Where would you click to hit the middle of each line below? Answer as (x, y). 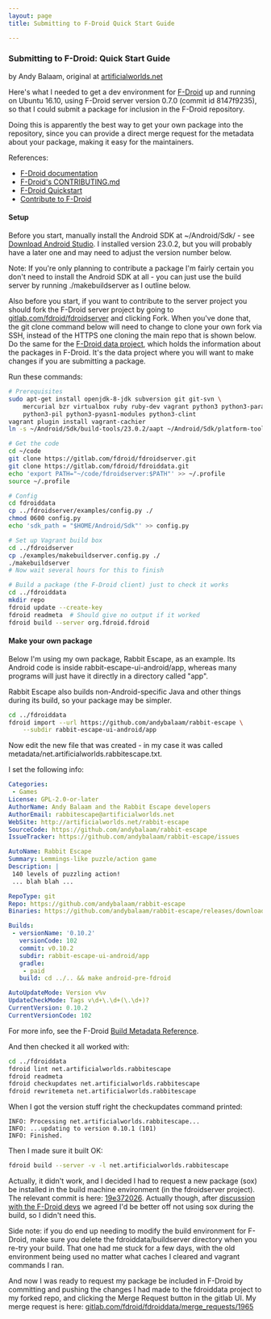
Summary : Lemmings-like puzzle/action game (83, 859)
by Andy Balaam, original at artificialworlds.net (85, 76)
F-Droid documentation (59, 173)
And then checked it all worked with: (69, 1046)
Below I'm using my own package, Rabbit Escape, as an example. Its (122, 658)
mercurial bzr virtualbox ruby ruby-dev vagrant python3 (121, 406)
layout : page (30, 16)
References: (28, 158)
